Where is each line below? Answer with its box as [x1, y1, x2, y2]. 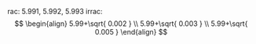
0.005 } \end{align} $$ [94, 27, 168, 36]
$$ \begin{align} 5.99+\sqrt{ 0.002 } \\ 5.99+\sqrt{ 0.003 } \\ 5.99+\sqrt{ [14, 19, 248, 28]
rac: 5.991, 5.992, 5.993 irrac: [7, 7, 103, 16]
